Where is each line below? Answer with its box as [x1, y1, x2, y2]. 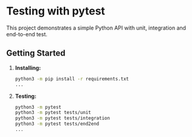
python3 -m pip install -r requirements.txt [14, 75, 129, 82]
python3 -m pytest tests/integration [14, 115, 110, 121]
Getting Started [6, 48, 66, 59]
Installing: [14, 64, 41, 71]
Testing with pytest [6, 4, 106, 18]
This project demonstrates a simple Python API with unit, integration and [6, 24, 186, 31]
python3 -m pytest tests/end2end [14, 121, 100, 127]
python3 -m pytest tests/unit [14, 110, 92, 116]
